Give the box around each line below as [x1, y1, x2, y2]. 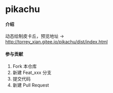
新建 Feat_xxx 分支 [12, 69, 52, 75]
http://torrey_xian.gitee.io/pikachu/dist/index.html [5, 39, 108, 45]
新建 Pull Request [12, 82, 49, 88]
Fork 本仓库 [12, 63, 37, 69]
